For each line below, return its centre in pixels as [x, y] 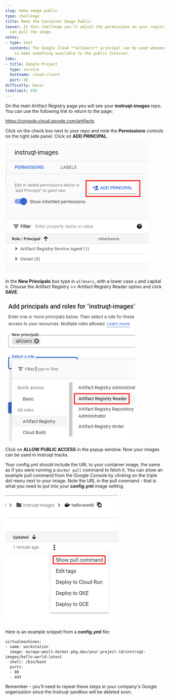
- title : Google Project [31, 64]
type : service [25, 69]
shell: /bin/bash [28, 662]
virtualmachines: [24, 642]
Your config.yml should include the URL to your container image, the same [83, 464]
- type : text [19, 43]
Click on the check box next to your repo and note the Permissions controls [84, 130]
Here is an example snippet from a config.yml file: [58, 632]
